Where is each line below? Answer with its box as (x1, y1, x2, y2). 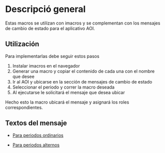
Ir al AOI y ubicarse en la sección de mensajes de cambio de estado (12, 78, 152, 84)
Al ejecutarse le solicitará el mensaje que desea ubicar (12, 89, 125, 95)
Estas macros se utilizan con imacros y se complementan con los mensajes (5, 20, 160, 26)
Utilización (5, 40, 39, 48)
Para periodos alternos (12, 141, 60, 148)
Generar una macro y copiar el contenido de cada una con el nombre (12, 68, 155, 74)
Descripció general (5, 3, 86, 15)
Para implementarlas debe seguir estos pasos (5, 53, 99, 59)
